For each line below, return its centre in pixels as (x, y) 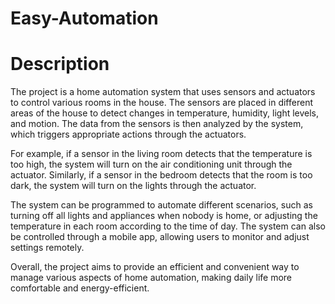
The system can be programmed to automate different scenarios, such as (161, 205)
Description (60, 64)
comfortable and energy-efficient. (80, 288)
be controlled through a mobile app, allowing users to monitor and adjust (160, 237)
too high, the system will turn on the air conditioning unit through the (151, 164)
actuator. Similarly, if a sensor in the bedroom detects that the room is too (161, 175)
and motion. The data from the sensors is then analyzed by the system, (157, 124)
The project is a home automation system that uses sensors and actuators (163, 92)
